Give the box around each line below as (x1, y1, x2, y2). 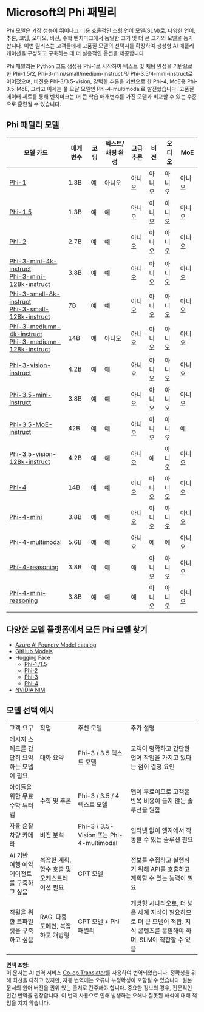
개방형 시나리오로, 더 (130, 899, 186, 908)
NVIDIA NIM (15, 686, 46, 693)
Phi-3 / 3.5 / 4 (78, 792, 120, 800)
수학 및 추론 (39, 796, 72, 805)
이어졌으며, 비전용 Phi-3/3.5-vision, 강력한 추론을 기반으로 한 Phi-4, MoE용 (6, 77, 186, 85)
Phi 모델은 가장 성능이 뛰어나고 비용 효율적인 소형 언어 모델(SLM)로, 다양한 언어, (6, 27, 196, 34)
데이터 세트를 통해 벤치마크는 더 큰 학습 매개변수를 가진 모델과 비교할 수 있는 (6, 92, 186, 100)
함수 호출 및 (39, 865, 72, 874)
